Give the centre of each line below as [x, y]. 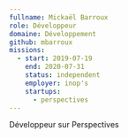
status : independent [63, 75]
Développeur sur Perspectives [64, 125]
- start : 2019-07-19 [55, 58]
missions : [27, 50]
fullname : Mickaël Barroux [59, 17]
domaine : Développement [53, 34]
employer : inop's [57, 83]
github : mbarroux [41, 42]
